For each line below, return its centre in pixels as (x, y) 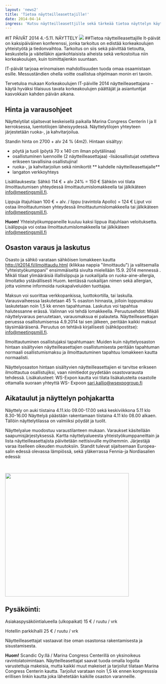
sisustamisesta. (21, 645)
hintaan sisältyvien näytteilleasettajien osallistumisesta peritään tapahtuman (82, 347)
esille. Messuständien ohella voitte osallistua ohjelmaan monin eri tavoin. (79, 74)
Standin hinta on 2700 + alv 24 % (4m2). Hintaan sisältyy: (64, 142)
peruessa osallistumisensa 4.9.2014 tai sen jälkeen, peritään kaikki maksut (81, 322)
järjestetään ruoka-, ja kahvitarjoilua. (42, 132)
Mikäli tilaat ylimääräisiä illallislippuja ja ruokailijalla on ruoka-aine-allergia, (80, 275)
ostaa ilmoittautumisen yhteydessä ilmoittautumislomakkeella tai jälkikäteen (82, 207)
